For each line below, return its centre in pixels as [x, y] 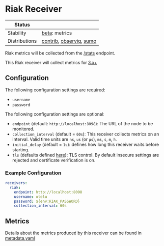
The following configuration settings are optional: [55, 114]
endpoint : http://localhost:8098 [48, 192]
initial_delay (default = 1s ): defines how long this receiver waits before [85, 144]
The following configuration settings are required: [55, 90]
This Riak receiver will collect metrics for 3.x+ [51, 62]
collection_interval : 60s [41, 206]
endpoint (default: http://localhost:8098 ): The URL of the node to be [82, 123]
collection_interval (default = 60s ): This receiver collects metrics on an [86, 134]
